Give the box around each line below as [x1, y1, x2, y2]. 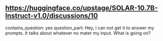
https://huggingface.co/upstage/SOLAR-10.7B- [5, 4, 158, 12]
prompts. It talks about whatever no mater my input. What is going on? [5, 30, 151, 36]
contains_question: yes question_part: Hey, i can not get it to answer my [5, 25, 154, 31]
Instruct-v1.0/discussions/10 [5, 12, 98, 20]
